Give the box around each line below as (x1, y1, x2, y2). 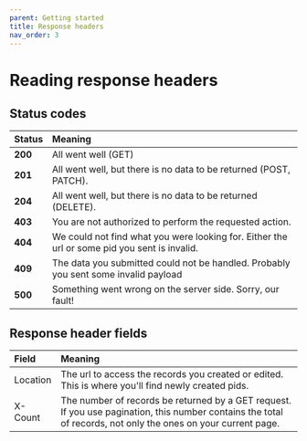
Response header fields (9, 325, 148, 341)
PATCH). (51, 174, 89, 187)
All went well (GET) (51, 148, 134, 161)
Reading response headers (9, 69, 218, 90)
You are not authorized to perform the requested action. (51, 215, 291, 228)
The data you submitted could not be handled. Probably (51, 257, 291, 269)
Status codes (9, 106, 87, 121)
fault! (51, 294, 75, 307)
